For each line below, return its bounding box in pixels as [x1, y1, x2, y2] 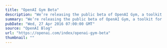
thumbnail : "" [5, 35, 35, 40]
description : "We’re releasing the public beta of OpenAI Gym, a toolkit [5, 12, 162, 17]
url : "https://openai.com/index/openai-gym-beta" [5, 30, 111, 35]
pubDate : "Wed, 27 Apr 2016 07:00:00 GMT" [5, 21, 95, 26]
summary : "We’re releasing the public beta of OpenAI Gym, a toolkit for [5, 16, 162, 21]
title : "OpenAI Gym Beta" [5, 7, 59, 12]
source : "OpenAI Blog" [5, 26, 52, 31]
